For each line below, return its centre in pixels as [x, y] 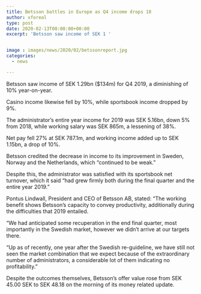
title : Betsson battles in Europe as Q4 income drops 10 [79, 12]
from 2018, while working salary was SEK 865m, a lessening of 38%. [91, 126]
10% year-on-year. [29, 90]
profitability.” [22, 266]
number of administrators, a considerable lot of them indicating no [88, 260]
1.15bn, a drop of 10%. [33, 144]
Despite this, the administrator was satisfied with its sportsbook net [89, 174]
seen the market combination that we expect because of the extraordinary [98, 254]
